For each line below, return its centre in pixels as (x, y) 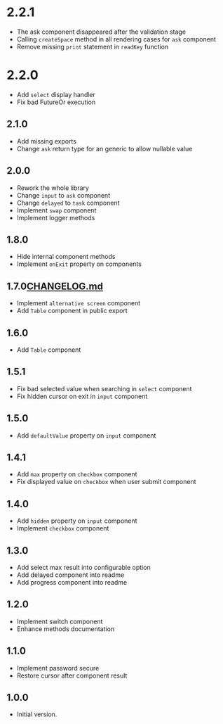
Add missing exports (46, 141)
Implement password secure (58, 668)
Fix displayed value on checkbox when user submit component (106, 482)
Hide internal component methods (66, 257)
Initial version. (37, 714)
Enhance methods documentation (66, 629)
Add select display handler (56, 94)
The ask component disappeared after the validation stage (101, 32)
